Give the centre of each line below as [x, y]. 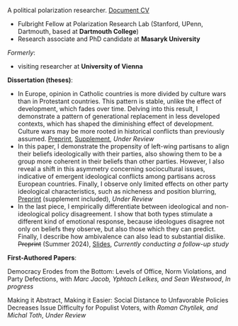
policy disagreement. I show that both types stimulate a [132, 214]
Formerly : [21, 53]
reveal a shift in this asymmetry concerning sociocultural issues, [111, 169]
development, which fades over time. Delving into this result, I [108, 109]
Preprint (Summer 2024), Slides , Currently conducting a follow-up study [123, 244]
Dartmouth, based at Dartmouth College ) [78, 31]
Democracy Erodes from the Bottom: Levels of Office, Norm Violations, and [117, 271]
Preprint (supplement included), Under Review [85, 199]
